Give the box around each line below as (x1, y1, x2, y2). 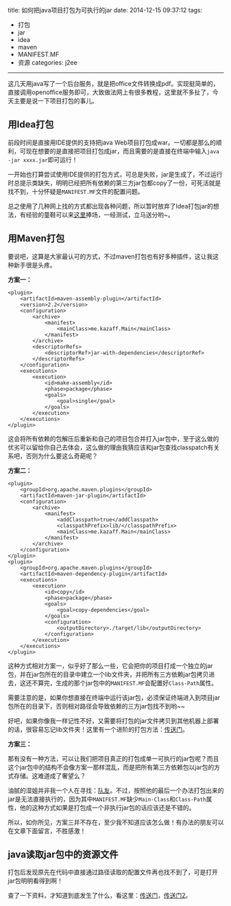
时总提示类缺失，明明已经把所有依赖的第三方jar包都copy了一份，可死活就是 (8, 178, 221, 187)
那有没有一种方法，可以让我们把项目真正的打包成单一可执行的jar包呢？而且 (8, 754, 219, 762)
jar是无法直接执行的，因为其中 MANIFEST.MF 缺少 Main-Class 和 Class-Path (8, 795, 206, 803)
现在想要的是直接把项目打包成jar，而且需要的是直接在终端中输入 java (25, 147, 220, 155)
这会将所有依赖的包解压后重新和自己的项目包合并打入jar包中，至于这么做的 (8, 434, 219, 442)
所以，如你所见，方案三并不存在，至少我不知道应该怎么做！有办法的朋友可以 (8, 818, 224, 826)
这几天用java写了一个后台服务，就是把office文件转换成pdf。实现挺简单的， (8, 80, 219, 87)
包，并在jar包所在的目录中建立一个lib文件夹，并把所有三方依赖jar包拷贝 (8, 670, 209, 678)
